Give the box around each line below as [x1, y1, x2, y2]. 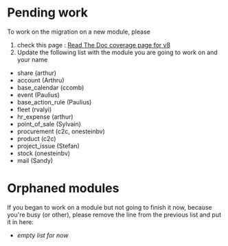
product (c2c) [16, 134, 56, 142]
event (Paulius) [16, 91, 60, 99]
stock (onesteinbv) [16, 149, 71, 157]
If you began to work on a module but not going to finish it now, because [7, 203, 212, 211]
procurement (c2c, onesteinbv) [16, 127, 105, 135]
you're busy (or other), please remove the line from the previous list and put [7, 210, 222, 219]
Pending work [7, 5, 88, 21]
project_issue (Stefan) [16, 142, 80, 150]
